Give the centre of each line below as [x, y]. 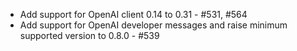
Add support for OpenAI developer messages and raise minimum [153, 25]
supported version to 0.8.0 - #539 [89, 35]
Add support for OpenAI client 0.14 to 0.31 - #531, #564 [133, 14]
